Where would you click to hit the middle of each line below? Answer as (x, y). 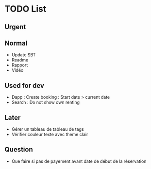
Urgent (15, 27)
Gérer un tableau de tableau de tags (48, 129)
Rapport (20, 65)
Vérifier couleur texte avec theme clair (50, 135)
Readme (20, 60)
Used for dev (25, 85)
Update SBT (24, 55)
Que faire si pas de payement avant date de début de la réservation (79, 161)
